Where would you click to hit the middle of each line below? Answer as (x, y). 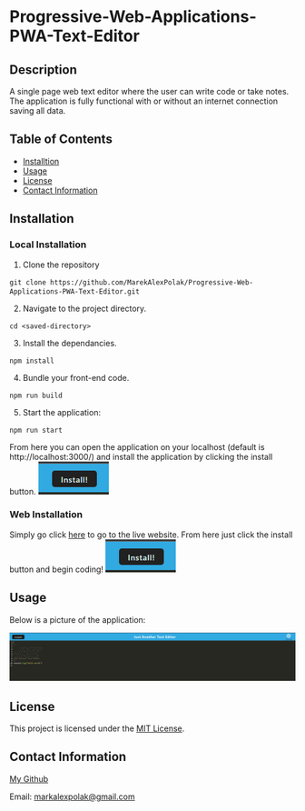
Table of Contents (61, 140)
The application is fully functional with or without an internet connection (144, 101)
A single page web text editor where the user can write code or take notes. (149, 91)
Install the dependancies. (69, 343)
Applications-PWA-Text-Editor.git (75, 291)
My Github (29, 778)
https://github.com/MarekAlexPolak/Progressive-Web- (152, 282)
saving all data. (38, 110)
